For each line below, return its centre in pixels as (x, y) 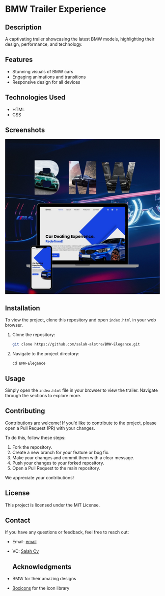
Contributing (25, 411)
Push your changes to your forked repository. (58, 463)
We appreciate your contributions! (40, 477)
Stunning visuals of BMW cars (43, 71)
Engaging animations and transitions (49, 77)
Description (23, 27)
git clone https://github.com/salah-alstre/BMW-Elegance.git (76, 345)
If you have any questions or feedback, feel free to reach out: (67, 532)
